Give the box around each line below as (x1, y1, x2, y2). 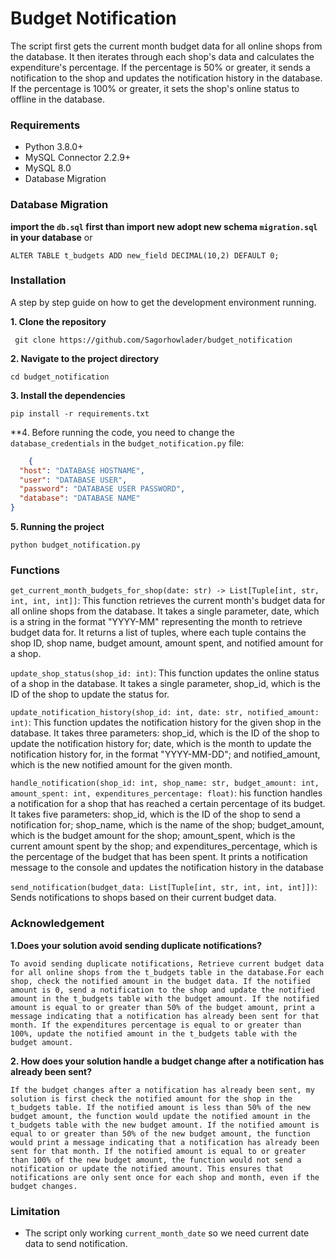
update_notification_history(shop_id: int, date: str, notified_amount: (10, 708, 320, 718)
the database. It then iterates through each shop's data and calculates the (10, 50, 315, 62)
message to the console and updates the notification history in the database (10, 862, 324, 874)
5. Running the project (10, 521, 105, 533)
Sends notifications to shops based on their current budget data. (10, 892, 277, 904)
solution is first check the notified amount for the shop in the (10, 1093, 293, 1104)
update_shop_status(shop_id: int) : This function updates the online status (10, 667, 320, 679)
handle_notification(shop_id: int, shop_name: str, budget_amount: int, (10, 778, 320, 789)
